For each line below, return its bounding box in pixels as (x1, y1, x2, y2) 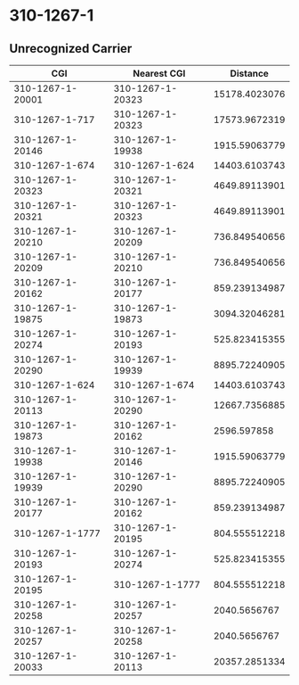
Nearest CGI (133, 68, 186, 79)
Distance (230, 68, 270, 79)
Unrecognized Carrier (9, 41, 133, 56)
